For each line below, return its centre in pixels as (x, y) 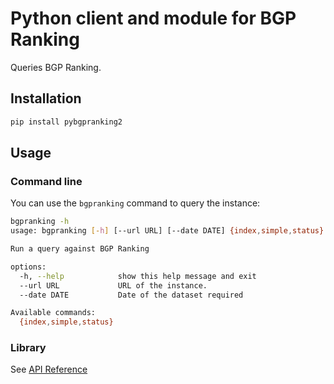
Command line (46, 181)
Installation (46, 98)
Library (28, 348)
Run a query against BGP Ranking (80, 249)
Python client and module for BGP (153, 18)
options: (28, 267)
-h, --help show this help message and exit (138, 276)
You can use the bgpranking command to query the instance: (135, 203)
